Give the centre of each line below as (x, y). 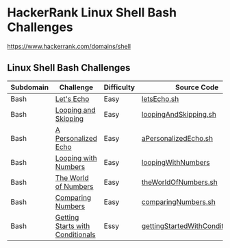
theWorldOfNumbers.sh (179, 182)
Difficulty (119, 87)
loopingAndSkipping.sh (179, 114)
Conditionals (75, 234)
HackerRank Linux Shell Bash (92, 13)
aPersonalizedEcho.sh (177, 138)
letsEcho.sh (160, 99)
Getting (67, 217)
